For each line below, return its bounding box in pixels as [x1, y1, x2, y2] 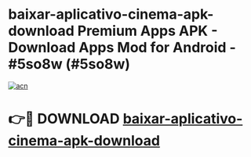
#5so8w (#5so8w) [8, 55, 131, 73]
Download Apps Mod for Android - [8, 39, 237, 56]
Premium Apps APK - [77, 22, 218, 40]
